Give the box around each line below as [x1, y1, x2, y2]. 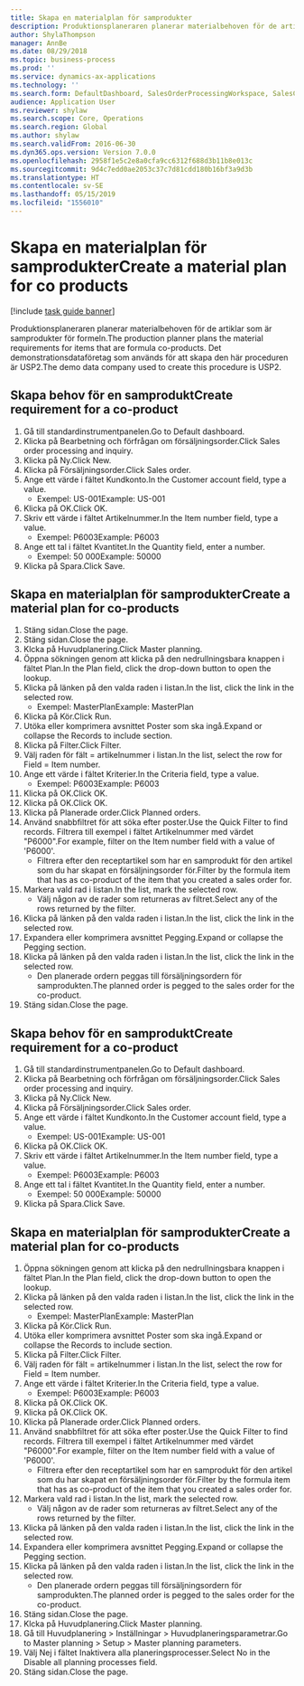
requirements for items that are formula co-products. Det [10, 342, 222, 353]
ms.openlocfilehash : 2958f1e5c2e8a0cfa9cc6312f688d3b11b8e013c [10, 156, 253, 166]
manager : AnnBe [10, 38, 68, 48]
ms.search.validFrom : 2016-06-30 [10, 139, 136, 148]
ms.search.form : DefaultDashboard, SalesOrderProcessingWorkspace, [10, 89, 270, 98]
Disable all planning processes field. [23, 1657, 158, 1668]
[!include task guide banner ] [10, 305, 115, 317]
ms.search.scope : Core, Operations [10, 114, 144, 123]
